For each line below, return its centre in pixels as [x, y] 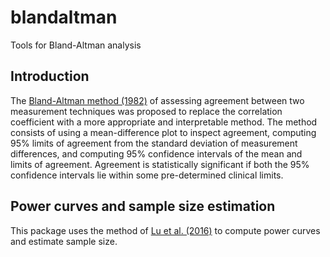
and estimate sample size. [64, 241]
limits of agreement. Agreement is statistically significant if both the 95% [160, 164]
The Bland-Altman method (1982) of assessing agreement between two [157, 100]
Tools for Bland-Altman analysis [76, 45]
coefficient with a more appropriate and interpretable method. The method [164, 122]
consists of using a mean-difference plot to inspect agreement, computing [163, 132]
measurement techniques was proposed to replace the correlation [146, 111]
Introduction [50, 76]
